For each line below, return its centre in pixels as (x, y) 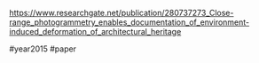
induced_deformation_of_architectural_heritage (95, 31)
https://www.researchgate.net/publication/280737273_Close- (122, 13)
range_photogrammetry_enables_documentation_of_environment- (129, 22)
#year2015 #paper (43, 49)
